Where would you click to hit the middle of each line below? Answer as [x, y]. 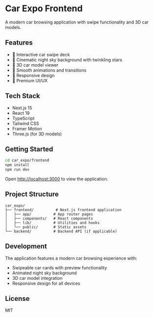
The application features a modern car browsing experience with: [71, 258]
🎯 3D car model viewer [35, 65]
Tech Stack [23, 96]
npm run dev [17, 170]
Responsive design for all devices [46, 283]
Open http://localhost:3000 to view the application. [57, 179]
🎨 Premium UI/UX [30, 80]
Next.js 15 [22, 108]
